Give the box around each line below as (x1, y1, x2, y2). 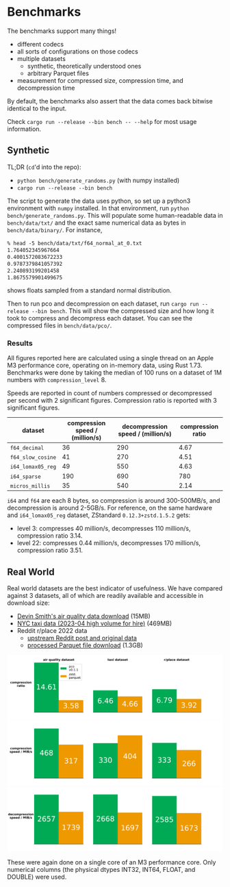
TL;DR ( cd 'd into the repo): (7, 162, 81, 171)
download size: (7, 599, 50, 607)
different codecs (16, 40, 64, 48)
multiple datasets (16, 54, 66, 62)
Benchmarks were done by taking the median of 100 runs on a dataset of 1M (7, 368, 222, 377)
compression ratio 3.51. (16, 546, 84, 555)
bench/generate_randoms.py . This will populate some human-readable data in (7, 211, 223, 219)
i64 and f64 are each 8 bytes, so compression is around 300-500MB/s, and (7, 497, 220, 505)
